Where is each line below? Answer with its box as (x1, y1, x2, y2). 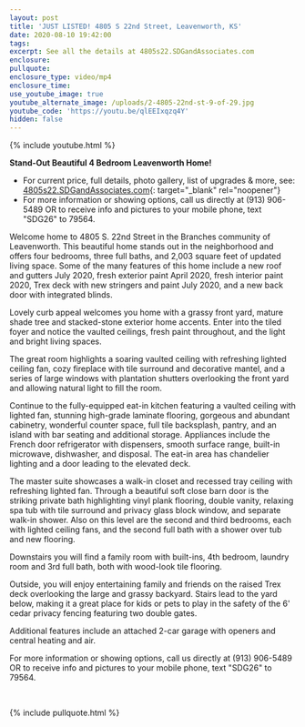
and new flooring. (9, 534, 76, 545)
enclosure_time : (9, 81, 71, 90)
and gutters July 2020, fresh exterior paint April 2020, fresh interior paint (9, 270, 284, 281)
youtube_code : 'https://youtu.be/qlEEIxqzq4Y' (9, 106, 189, 116)
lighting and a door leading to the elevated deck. (9, 459, 191, 470)
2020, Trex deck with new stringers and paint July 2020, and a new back (9, 279, 284, 291)
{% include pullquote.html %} (9, 707, 120, 719)
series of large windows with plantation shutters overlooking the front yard (9, 373, 290, 384)
